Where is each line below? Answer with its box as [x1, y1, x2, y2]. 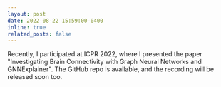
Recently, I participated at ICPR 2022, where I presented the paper [7, 50, 203, 58]
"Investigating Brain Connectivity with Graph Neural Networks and [7, 58, 202, 66]
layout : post [7, 10, 46, 18]
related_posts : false [7, 30, 72, 38]
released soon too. [7, 73, 63, 81]
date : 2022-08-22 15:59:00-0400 [7, 17, 103, 24]
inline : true [7, 24, 46, 31]
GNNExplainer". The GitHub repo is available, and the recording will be [7, 65, 215, 73]
